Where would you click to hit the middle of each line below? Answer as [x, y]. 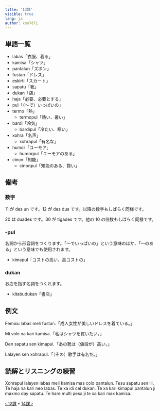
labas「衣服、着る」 [33, 57]
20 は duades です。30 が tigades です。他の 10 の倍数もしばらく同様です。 [81, 219]
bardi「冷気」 [26, 123]
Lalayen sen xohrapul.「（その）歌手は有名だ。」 [53, 354]
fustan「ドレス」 [29, 75]
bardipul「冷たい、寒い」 [45, 130]
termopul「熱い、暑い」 [43, 117]
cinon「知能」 [26, 160]
